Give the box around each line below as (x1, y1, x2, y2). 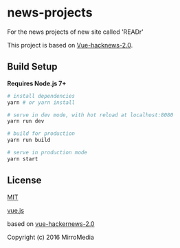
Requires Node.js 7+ (7, 79, 67, 87)
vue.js (7, 206, 25, 214)
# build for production (7, 130, 76, 137)
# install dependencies (7, 92, 76, 99)
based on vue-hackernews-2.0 (7, 219, 95, 228)
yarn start (7, 155, 38, 163)
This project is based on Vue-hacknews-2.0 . (7, 41, 133, 49)
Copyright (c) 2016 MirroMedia (7, 233, 95, 241)
